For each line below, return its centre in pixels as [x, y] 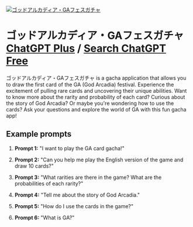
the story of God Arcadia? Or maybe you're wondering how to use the [90, 103]
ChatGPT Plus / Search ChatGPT [86, 48]
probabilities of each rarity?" [49, 183]
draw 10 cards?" [34, 166]
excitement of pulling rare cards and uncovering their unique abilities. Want [96, 90]
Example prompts [39, 134]
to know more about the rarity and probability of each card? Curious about [96, 97]
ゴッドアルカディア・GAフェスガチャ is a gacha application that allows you [96, 78]
